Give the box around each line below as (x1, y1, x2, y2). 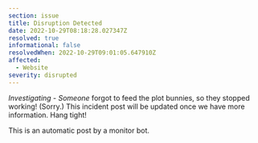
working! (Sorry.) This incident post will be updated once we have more (8, 101, 245, 111)
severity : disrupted (8, 71, 78, 79)
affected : (8, 57, 42, 65)
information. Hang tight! (8, 109, 87, 120)
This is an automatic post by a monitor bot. (8, 125, 150, 135)
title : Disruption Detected (8, 19, 103, 27)
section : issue (8, 11, 59, 20)
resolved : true (8, 34, 59, 42)
